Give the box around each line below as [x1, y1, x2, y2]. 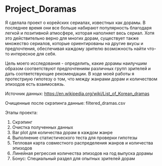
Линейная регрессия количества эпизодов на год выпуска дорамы [12, 150, 153, 156]
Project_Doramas [5, 3, 77, 15]
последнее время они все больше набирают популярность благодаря [5, 24, 152, 30]
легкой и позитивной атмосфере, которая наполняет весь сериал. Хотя [5, 30, 155, 36]
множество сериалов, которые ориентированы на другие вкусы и [5, 40, 143, 46]
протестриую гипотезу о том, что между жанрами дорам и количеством [5, 76, 158, 82]
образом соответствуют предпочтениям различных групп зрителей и [5, 65, 151, 71]
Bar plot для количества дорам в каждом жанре [12, 129, 113, 135]
